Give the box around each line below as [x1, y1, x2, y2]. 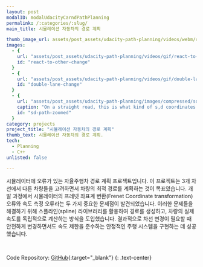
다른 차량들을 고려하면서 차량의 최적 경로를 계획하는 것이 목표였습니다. [22, 185, 187, 192]
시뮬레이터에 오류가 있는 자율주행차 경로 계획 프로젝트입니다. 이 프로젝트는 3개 [6, 177, 190, 184]
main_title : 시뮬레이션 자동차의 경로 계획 [6, 25, 101, 32]
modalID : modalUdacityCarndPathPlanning [6, 14, 110, 21]
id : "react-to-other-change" [17, 59, 91, 65]
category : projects [6, 121, 56, 127]
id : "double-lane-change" [17, 82, 83, 88]
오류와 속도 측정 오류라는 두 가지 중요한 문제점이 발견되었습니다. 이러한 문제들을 [6, 200, 193, 207]
